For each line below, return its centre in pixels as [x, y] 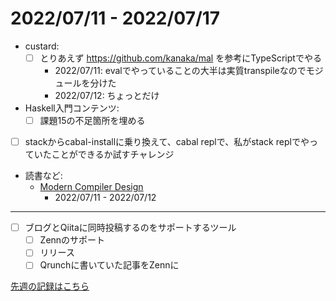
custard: [42, 46]
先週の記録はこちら [50, 286]
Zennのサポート [72, 240]
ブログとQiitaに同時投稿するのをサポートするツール [130, 228]
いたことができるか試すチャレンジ [104, 154]
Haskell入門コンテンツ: [72, 108]
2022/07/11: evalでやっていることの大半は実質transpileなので [180, 70]
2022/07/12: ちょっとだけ [107, 95]
